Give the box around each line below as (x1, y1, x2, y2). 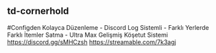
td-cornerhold (7, 5, 69, 17)
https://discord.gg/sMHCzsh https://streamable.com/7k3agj (7, 37, 176, 46)
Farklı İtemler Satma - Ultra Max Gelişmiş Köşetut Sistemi (7, 31, 168, 39)
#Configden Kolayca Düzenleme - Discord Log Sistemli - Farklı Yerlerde (7, 23, 209, 31)
